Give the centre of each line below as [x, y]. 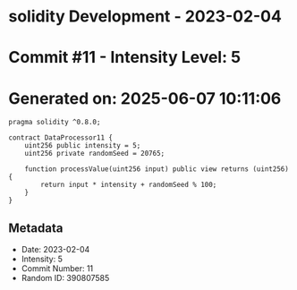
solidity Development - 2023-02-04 [145, 17]
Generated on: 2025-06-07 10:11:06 [145, 98]
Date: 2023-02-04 [55, 250]
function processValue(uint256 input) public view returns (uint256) [157, 169]
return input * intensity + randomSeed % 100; [129, 185]
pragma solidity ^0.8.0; [55, 123]
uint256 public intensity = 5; [83, 146]
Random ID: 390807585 [65, 278]
